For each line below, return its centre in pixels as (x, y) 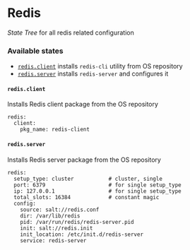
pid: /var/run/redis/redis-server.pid (77, 222)
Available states (35, 51)
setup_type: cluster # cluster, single (88, 179)
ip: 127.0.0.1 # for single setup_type (97, 191)
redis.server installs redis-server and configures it (93, 74)
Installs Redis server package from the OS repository (84, 160)
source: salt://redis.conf (60, 210)
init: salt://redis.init (57, 228)
